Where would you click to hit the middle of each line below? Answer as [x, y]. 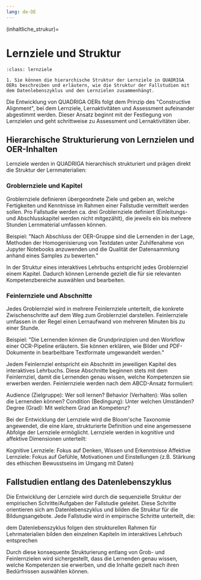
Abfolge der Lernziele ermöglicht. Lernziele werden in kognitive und [90, 432]
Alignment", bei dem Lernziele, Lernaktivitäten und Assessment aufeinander [100, 108]
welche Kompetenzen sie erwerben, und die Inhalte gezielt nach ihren [93, 565]
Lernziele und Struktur [64, 53]
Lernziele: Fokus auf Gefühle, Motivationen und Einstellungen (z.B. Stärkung [101, 456]
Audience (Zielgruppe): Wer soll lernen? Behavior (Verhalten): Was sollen [97, 395]
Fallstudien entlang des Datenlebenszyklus [89, 482]
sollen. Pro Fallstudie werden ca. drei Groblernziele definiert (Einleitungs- [97, 212]
